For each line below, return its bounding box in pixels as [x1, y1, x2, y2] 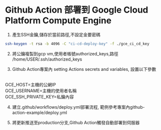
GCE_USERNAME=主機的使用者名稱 [5, 88, 77, 94]
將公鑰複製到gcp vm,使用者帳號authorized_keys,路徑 [12, 50, 119, 56]
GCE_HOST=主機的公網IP [5, 81, 56, 87]
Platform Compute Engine [5, 15, 112, 26]
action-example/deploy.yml [12, 110, 67, 115]
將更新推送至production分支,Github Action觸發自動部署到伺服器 [12, 119, 140, 125]
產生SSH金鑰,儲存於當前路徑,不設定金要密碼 [12, 32, 101, 37]
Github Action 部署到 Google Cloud [5, 4, 149, 16]
